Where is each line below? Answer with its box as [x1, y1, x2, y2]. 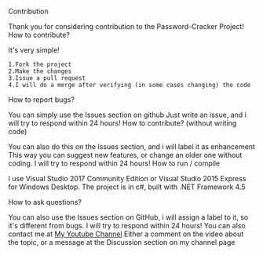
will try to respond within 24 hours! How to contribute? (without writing [8, 118, 237, 128]
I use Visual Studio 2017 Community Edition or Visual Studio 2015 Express [8, 174, 247, 183]
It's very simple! [8, 46, 60, 54]
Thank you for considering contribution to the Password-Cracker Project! [8, 22, 245, 31]
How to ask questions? [8, 198, 82, 206]
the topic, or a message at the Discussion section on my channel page [8, 238, 236, 246]
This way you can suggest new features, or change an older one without [8, 151, 243, 159]
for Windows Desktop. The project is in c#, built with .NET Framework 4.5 [8, 182, 246, 191]
